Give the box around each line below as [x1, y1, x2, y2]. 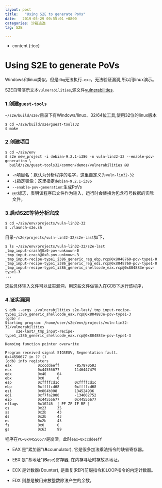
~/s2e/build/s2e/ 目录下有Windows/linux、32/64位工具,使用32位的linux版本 [5, 113, 157, 118]
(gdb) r [5, 316, 21, 321]
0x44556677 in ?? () [5, 355, 47, 359]
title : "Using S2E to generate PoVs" [5, 12, 86, 17]
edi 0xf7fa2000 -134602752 [5, 393, 97, 398]
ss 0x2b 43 [5, 410, 62, 415]
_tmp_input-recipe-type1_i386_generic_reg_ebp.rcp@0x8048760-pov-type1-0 [5, 257, 158, 262]
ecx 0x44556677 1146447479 [5, 367, 97, 373]
